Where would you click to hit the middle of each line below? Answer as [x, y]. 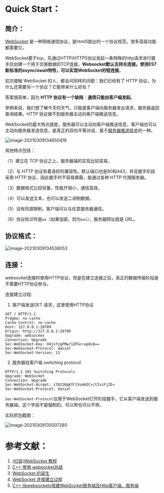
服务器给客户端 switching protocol [47, 362]
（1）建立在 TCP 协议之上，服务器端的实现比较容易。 [59, 161]
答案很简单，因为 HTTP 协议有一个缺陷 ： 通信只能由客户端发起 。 [70, 97]
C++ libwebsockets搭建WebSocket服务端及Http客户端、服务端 [75, 485]
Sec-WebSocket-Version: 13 [33, 353]
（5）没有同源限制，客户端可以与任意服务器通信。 [56, 209]
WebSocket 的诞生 [31, 473]
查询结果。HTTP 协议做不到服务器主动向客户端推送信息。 [63, 114]
